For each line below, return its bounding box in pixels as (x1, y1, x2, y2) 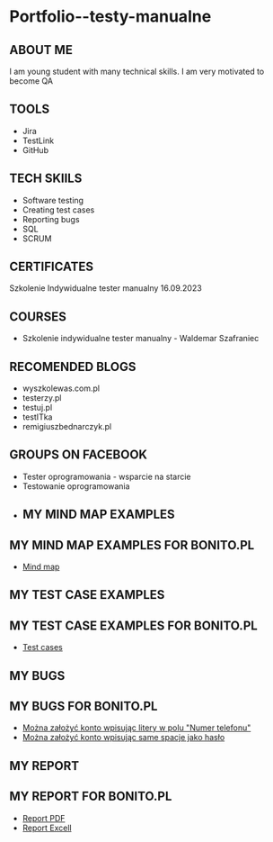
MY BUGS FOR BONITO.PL (9, 699, 158, 714)
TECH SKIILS (9, 171, 83, 186)
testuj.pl (22, 403, 53, 413)
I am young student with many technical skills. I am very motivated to (9, 66, 265, 77)
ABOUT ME (9, 42, 74, 58)
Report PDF (22, 812, 66, 823)
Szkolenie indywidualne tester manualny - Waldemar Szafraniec (22, 333, 260, 344)
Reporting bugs (22, 213, 80, 224)
